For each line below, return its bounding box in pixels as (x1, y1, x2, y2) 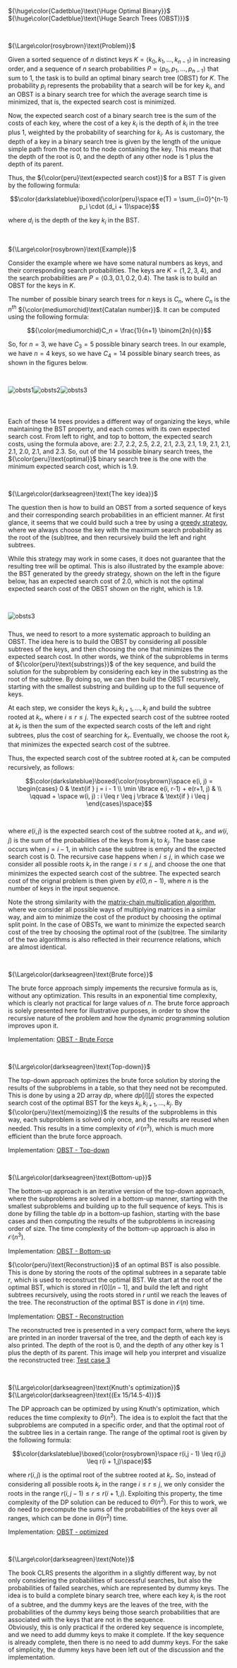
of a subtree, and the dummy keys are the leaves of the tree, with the (8, 1600, 209, 1609)
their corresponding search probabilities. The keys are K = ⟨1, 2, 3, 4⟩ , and (8, 266, 221, 275)
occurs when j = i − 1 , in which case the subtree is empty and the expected (8, 845, 226, 854)
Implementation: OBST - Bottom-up (8, 1247, 111, 1256)
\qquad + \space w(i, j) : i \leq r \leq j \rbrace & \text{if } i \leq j (29, 792, 209, 800)
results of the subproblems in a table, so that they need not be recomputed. (8, 1084, 228, 1092)
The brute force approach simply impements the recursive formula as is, (8, 984, 218, 992)
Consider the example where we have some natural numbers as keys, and (8, 258, 223, 267)
